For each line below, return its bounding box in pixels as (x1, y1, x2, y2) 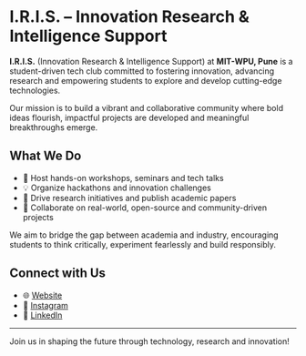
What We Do (9, 148, 82, 164)
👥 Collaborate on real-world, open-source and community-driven (22, 202, 268, 213)
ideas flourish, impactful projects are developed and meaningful (9, 112, 250, 123)
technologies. (9, 85, 61, 96)
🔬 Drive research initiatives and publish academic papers (22, 192, 237, 203)
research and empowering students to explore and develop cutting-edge (9, 75, 282, 86)
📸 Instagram (22, 300, 68, 310)
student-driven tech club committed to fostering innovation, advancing (9, 66, 275, 76)
